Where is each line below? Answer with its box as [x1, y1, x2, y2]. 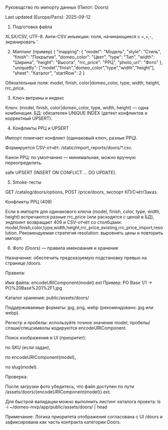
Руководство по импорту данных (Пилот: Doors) [5, 5, 109, 10]
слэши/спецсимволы [5, 325, 51, 331]
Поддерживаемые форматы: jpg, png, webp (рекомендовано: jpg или [5, 305, 154, 310]
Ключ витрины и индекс [12, 95, 64, 101]
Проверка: [5, 374, 28, 380]
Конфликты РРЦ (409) [5, 199, 52, 204]
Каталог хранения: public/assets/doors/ [5, 295, 89, 301]
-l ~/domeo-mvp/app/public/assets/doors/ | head [5, 404, 108, 410]
